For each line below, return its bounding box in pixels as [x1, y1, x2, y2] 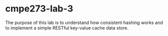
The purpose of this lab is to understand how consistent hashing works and [5, 19, 163, 25]
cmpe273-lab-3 [5, 3, 74, 14]
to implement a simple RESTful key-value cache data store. [5, 24, 128, 30]
